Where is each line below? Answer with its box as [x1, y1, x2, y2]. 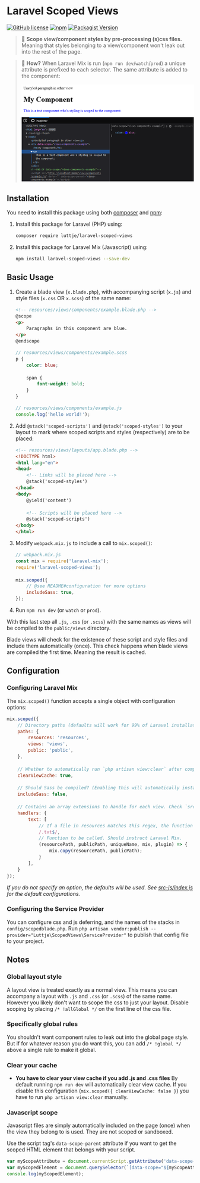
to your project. [7, 937, 45, 945]
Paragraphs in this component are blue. [26, 326, 128, 332]
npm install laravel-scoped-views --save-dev [15, 256, 130, 262]
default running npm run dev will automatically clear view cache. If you [15, 1081, 187, 1088]
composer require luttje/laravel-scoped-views [15, 233, 133, 239]
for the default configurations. [7, 890, 81, 897]
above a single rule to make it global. [7, 1046, 97, 1053]
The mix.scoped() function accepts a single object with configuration [7, 697, 176, 704]
